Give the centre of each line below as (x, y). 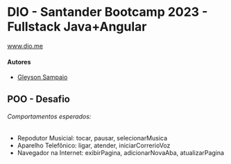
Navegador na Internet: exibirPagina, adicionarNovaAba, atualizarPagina (120, 152)
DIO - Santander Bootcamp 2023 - (108, 12)
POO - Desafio (39, 99)
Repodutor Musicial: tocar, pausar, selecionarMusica (92, 138)
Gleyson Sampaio (42, 78)
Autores (19, 62)
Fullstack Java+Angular (77, 27)
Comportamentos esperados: (49, 117)
